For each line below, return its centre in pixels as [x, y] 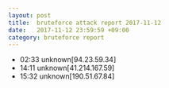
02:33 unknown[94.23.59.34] [68, 60]
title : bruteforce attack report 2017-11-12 [84, 23]
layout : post [30, 15]
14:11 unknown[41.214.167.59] [67, 68]
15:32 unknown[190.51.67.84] [67, 76]
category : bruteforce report [56, 37]
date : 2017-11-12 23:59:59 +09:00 [69, 30]
